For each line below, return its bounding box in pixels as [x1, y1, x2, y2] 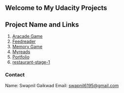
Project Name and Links [5, 20, 79, 29]
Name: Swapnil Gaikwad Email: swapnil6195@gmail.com [5, 82, 119, 88]
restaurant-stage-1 [12, 59, 50, 65]
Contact [5, 72, 25, 78]
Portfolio [12, 54, 30, 60]
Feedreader [12, 38, 36, 44]
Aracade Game [12, 34, 43, 39]
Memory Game [12, 44, 43, 50]
